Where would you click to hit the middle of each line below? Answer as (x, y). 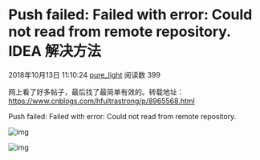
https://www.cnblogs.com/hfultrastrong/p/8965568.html (102, 101)
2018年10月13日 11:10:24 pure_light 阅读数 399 (84, 74)
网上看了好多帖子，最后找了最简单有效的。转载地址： (96, 92)
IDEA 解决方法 (55, 52)
